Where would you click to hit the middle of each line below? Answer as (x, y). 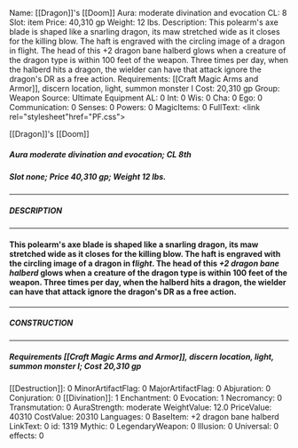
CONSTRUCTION (41, 323)
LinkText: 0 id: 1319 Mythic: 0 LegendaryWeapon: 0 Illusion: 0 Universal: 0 (144, 427)
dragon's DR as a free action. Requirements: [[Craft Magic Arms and (134, 79)
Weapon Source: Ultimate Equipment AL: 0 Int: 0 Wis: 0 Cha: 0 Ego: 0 (136, 98)
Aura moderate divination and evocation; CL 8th (101, 154)
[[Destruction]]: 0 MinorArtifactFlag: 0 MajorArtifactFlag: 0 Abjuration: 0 (140, 388)
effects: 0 (27, 436)
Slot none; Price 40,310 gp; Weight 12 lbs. (88, 176)
